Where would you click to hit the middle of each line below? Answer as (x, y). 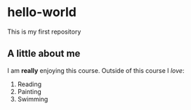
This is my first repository (44, 32)
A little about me (44, 54)
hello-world (42, 12)
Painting (29, 91)
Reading (29, 84)
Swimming (33, 99)
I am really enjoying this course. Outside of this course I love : (96, 70)
